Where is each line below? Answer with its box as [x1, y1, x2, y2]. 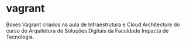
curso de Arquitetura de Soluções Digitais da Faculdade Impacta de [6, 27, 169, 34]
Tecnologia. [6, 33, 35, 40]
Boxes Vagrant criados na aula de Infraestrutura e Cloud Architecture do [6, 21, 180, 28]
